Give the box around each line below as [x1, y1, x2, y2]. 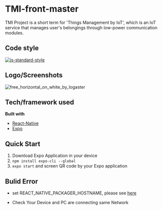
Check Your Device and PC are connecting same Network [12, 200, 129, 205]
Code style [5, 44, 39, 52]
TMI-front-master [5, 3, 79, 15]
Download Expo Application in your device [12, 153, 98, 159]
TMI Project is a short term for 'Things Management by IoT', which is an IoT [5, 19, 156, 25]
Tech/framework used [5, 98, 74, 106]
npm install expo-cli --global [12, 159, 76, 164]
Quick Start [5, 140, 40, 148]
